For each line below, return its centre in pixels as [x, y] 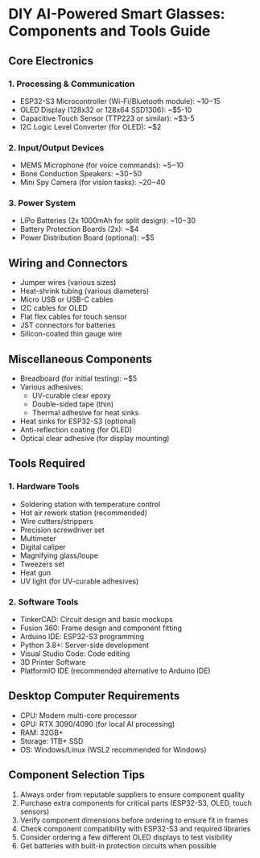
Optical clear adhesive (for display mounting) [95, 439]
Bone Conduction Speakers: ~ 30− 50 [81, 174]
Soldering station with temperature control [90, 504]
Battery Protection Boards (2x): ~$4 [79, 229]
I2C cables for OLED [54, 308]
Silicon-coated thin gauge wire [71, 334]
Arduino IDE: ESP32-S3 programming [82, 637]
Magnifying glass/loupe [59, 555]
